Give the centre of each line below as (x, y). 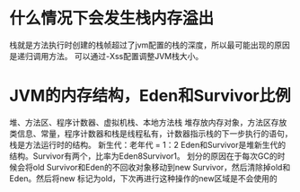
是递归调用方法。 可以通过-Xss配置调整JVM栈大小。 (106, 56)
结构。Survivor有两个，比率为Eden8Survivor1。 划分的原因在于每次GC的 (143, 156)
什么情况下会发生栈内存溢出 (112, 18)
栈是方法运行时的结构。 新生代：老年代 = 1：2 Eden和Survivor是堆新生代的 (147, 144)
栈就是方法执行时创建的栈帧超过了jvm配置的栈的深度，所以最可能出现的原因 (150, 45)
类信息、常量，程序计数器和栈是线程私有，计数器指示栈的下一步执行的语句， (151, 133)
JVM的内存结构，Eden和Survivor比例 (150, 96)
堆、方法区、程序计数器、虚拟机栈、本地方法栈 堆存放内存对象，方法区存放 (148, 122)
